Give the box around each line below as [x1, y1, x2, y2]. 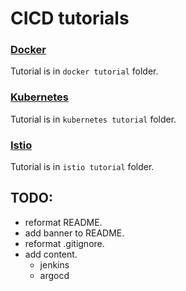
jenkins [39, 258, 70, 271]
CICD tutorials [10, 7, 130, 30]
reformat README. [24, 216, 103, 228]
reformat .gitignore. [24, 237, 105, 249]
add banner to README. [24, 227, 125, 239]
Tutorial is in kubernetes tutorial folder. [10, 113, 177, 125]
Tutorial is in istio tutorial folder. [10, 161, 155, 173]
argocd [39, 269, 70, 281]
